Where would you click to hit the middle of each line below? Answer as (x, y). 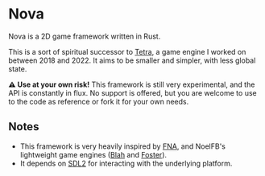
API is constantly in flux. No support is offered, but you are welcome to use (132, 92)
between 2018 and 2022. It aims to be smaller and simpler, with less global (132, 60)
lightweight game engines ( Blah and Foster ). (93, 154)
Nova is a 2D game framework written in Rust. (85, 36)
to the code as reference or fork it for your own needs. (99, 101)
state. (18, 68)
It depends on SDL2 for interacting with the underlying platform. (126, 163)
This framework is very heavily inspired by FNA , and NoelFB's (122, 146)
